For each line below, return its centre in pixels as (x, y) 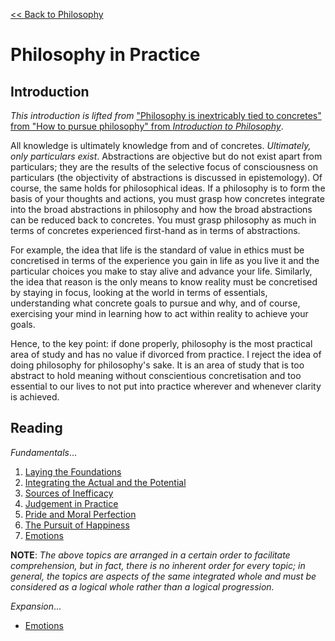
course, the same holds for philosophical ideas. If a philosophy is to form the (168, 188)
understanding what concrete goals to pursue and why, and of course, (155, 303)
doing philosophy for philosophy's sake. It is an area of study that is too (157, 365)
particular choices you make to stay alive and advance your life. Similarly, (161, 271)
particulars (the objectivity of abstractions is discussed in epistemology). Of (166, 177)
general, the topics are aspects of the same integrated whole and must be (163, 576)
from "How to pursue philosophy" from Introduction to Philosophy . (147, 126)
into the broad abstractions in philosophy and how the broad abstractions (161, 209)
